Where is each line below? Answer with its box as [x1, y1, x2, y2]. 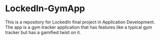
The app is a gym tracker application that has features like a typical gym [5, 24, 153, 30]
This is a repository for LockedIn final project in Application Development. [5, 19, 155, 25]
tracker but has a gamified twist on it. [5, 29, 81, 35]
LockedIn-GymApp [5, 3, 85, 14]
